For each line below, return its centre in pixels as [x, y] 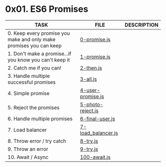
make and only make [32, 39]
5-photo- [92, 104]
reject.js [89, 111]
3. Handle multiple [29, 76]
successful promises [32, 82]
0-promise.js [95, 39]
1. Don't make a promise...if [40, 54]
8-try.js [89, 141]
